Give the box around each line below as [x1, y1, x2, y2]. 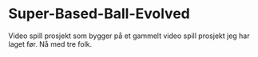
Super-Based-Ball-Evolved [8, 5, 190, 23]
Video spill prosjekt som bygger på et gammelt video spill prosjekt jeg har [8, 31, 250, 40]
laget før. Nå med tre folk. [8, 39, 93, 48]
